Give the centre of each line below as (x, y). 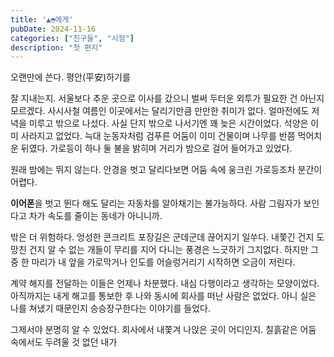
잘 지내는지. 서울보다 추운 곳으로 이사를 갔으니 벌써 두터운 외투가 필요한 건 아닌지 (167, 98)
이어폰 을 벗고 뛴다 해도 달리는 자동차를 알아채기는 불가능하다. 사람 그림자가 (156, 203)
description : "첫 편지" (56, 47)
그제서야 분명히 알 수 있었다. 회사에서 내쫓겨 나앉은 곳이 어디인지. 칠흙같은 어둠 (163, 330)
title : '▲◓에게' (42, 19)
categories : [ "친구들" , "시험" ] (72, 38)
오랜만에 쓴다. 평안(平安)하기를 (70, 77)
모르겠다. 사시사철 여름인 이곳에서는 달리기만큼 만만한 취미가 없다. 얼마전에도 (160, 111)
